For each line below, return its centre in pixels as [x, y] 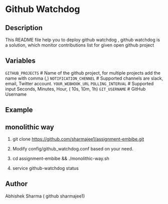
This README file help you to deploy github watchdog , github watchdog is [83, 40]
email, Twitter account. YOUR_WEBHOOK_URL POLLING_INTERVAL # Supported [79, 83]
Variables [21, 61]
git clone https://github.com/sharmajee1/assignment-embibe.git [78, 139]
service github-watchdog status [45, 168]
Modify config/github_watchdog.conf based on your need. [73, 149]
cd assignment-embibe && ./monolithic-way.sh [61, 158]
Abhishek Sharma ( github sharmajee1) [45, 196]
